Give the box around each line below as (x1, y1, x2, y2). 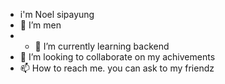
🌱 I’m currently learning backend (34, 40, 170, 52)
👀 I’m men (19, 19, 62, 31)
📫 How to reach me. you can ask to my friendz (19, 62, 215, 74)
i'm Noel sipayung (19, 9, 95, 20)
